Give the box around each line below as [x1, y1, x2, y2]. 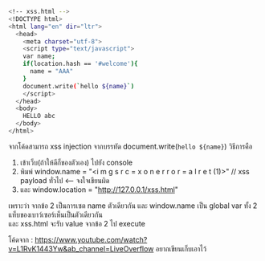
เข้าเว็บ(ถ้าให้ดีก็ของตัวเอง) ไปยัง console [19, 157, 133, 167]
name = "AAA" [29, 67, 74, 75]
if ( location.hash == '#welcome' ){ [22, 60, 138, 68]
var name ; [22, 52, 56, 60]
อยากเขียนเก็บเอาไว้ [155, 243, 207, 253]
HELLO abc [22, 112, 56, 120]
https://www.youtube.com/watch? [35, 234, 148, 244]
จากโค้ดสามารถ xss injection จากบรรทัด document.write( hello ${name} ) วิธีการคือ [8, 141, 253, 151]
